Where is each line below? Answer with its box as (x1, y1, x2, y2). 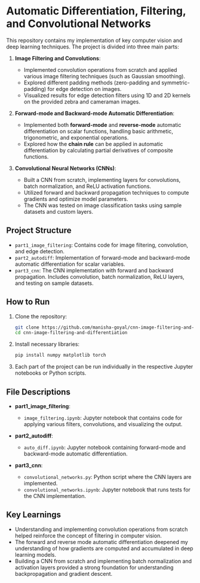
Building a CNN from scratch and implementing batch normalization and (14, 557, 192, 564)
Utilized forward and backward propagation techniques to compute (23, 189, 189, 196)
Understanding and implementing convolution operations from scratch (14, 526, 188, 533)
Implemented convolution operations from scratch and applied (23, 66, 177, 73)
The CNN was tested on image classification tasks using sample (23, 202, 182, 209)
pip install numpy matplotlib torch (14, 352, 106, 359)
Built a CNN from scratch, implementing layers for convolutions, (23, 176, 181, 183)
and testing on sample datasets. (14, 280, 94, 287)
